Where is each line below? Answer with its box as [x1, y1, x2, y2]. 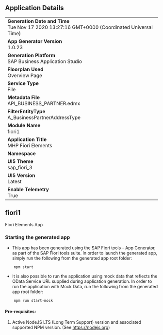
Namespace [7, 150, 36, 157]
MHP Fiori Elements [7, 142, 52, 149]
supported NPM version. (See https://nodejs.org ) [12, 324, 110, 331]
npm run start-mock [14, 298, 53, 303]
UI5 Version [7, 172, 35, 178]
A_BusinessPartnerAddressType [7, 114, 81, 121]
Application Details [5, 4, 64, 12]
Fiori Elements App [5, 221, 43, 227]
